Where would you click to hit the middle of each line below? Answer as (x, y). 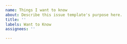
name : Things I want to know (36, 10)
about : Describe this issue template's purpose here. (64, 15)
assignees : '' (20, 29)
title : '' (16, 19)
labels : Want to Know (28, 24)
